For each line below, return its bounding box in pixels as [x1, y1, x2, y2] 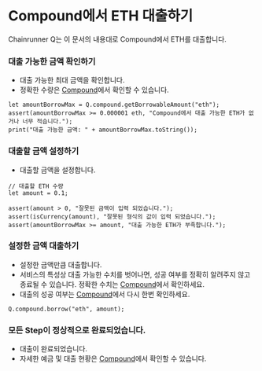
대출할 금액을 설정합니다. [19, 165, 96, 174]
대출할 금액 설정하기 [8, 145, 79, 156]
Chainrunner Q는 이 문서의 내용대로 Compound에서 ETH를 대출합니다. [8, 34, 227, 44]
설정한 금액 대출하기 [8, 241, 79, 252]
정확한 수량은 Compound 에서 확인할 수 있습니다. [19, 85, 169, 95]
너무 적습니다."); [22, 118, 73, 126]
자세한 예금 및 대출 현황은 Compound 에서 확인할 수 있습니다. [19, 354, 207, 363]
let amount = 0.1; [8, 189, 68, 197]
